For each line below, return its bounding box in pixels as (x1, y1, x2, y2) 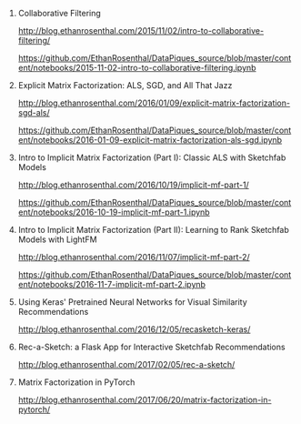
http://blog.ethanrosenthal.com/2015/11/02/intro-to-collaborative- (17, 25, 265, 35)
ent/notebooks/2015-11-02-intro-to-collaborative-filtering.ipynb (17, 63, 256, 73)
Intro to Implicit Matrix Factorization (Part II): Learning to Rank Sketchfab (17, 225, 289, 235)
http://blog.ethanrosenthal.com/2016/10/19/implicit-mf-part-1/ (17, 179, 250, 190)
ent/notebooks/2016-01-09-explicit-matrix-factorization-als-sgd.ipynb (17, 135, 283, 145)
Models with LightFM (17, 234, 97, 245)
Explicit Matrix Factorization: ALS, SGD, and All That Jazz (17, 80, 233, 90)
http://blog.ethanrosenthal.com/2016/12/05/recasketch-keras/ (17, 324, 251, 335)
